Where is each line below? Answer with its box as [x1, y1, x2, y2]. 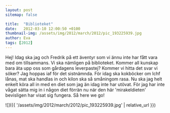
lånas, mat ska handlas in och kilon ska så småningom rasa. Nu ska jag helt [5, 76, 162, 82]
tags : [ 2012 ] [5, 40, 33, 46]
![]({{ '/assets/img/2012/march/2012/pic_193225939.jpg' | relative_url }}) [5, 102, 156, 108]
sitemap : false [5, 12, 38, 17]
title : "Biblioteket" [5, 21, 53, 26]
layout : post [5, 7, 33, 13]
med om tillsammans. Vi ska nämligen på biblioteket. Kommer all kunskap [5, 60, 158, 66]
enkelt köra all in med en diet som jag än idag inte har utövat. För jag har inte [5, 81, 165, 87]
